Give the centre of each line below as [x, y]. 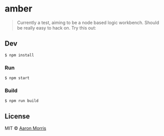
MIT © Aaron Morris [26, 128]
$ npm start [17, 78]
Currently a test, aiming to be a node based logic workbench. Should [88, 22]
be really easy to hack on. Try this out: [56, 27]
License [17, 116]
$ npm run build [22, 101]
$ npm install [20, 55]
